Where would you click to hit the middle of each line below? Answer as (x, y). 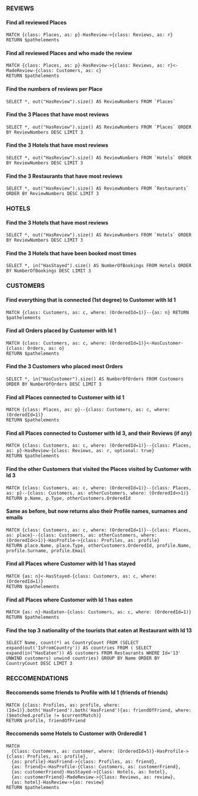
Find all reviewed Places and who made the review (69, 53)
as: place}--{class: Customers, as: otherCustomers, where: (82, 535)
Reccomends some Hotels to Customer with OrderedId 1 (76, 733)
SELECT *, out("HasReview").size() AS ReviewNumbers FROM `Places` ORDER (99, 127)
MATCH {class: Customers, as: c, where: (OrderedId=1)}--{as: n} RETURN (98, 312)
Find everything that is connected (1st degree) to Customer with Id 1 (91, 300)
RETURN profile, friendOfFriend (46, 720)
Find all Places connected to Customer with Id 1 (65, 397)
